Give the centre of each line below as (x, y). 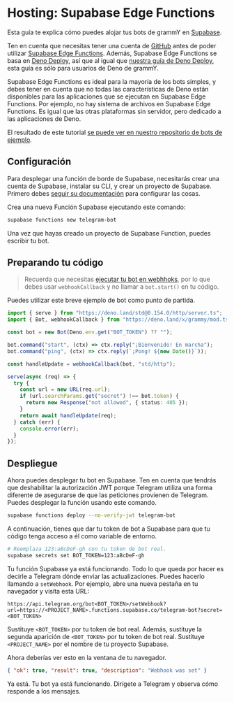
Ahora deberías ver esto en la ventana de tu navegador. (87, 657)
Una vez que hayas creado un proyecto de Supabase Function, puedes (109, 233)
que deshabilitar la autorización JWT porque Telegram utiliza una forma (110, 488)
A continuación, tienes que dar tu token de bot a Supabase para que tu (109, 529)
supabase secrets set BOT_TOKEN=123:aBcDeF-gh (76, 555)
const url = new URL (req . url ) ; (65, 389)
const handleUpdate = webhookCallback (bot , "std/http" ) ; (92, 364)
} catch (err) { (37, 422)
